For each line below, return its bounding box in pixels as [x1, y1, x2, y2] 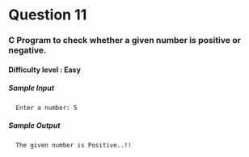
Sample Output [8, 121, 61, 130]
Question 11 [8, 6, 87, 24]
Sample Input [8, 83, 55, 93]
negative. [8, 45, 47, 56]
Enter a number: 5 [15, 104, 78, 112]
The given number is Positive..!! [15, 141, 132, 149]
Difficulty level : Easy [8, 65, 81, 74]
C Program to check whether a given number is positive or [8, 35, 241, 46]
